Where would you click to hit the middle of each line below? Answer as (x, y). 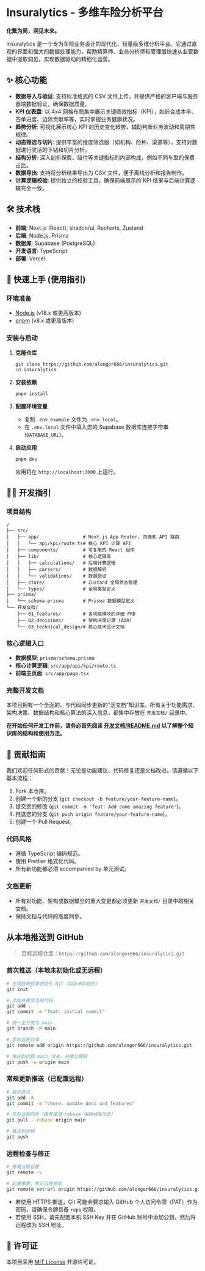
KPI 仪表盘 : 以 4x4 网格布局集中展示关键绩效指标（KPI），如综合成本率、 (106, 111)
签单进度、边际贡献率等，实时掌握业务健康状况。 (77, 119)
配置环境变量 (31, 406)
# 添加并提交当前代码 (30, 1000)
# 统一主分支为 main (30, 1023)
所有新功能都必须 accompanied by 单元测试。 (72, 869)
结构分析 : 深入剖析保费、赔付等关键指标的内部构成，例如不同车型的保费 (105, 157)
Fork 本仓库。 (32, 791)
